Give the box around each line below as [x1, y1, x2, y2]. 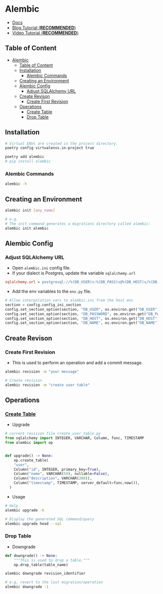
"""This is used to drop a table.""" [14, 557, 90, 563]
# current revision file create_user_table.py [5, 431, 101, 436]
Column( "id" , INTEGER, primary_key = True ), [14, 467, 101, 472]
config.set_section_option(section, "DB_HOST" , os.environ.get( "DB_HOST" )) [5, 316, 162, 321]
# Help [5, 503, 18, 508]
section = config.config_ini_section [5, 302, 81, 307]
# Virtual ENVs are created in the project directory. [5, 141, 118, 146]
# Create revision [5, 378, 42, 383]
